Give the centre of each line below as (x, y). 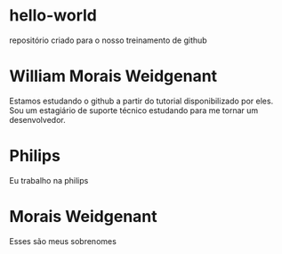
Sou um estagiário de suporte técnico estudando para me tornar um (134, 110)
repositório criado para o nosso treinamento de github (108, 40)
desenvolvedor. (37, 119)
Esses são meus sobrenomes (63, 241)
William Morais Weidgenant (113, 76)
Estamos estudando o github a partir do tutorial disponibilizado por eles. (141, 101)
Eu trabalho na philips (49, 180)
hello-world (53, 16)
